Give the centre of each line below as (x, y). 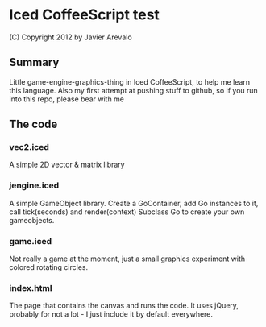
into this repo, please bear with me (66, 99)
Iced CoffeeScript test (85, 15)
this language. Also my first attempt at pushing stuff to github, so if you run (134, 90)
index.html (31, 288)
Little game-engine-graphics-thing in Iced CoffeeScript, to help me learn (130, 81)
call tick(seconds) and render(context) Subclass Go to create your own (127, 212)
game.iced (31, 241)
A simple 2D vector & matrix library (67, 165)
